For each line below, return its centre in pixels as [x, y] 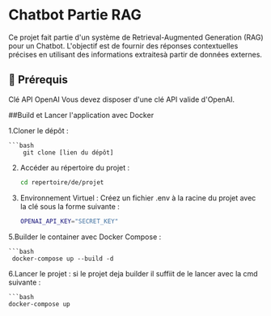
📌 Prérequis [38, 80]
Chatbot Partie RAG [75, 15]
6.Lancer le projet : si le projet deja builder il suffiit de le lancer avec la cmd [133, 273]
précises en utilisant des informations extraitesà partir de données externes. [135, 54]
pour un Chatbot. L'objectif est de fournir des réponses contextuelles [123, 45]
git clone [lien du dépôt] [68, 152]
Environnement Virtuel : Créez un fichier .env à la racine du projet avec [138, 198]
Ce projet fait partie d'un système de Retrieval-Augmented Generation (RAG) [136, 37]
